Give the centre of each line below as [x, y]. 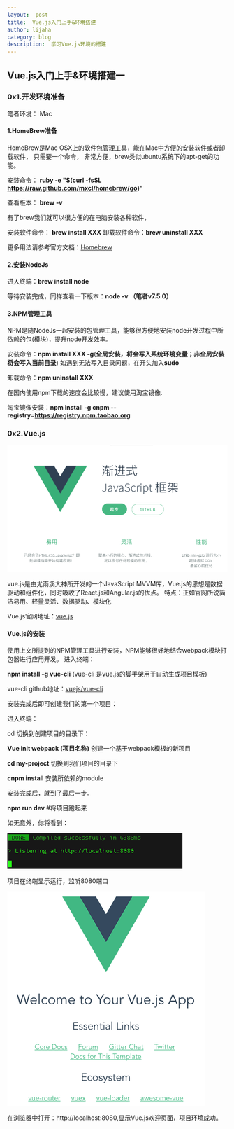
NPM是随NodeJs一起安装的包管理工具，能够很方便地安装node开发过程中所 [115, 331]
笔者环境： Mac [30, 113]
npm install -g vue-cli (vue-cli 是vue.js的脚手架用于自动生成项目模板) [107, 674]
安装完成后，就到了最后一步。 [50, 793]
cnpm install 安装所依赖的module [56, 778]
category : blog [29, 37]
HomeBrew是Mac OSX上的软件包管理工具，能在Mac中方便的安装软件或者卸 [116, 148]
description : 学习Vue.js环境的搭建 [57, 44]
